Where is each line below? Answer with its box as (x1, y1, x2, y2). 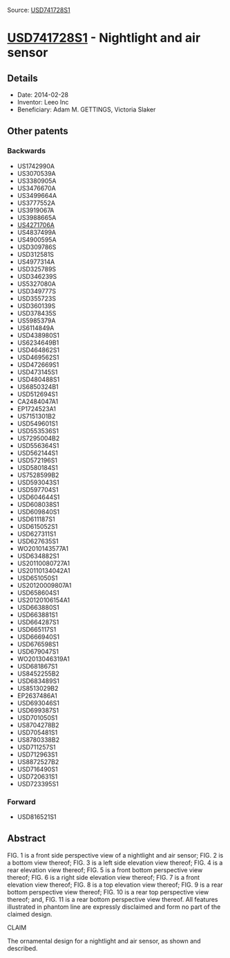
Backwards (7, 146, 46, 156)
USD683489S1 (17, 676, 60, 685)
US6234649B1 (17, 338, 59, 347)
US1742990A (17, 162, 55, 170)
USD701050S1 (17, 713, 58, 722)
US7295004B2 (17, 434, 60, 442)
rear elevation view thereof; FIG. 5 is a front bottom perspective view (7, 865, 203, 874)
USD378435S (17, 309, 57, 317)
